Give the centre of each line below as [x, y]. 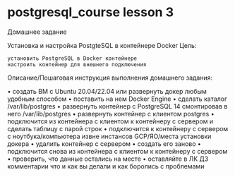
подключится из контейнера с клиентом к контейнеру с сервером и [110, 121]
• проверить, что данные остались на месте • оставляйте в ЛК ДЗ [108, 159]
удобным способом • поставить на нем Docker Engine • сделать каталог [117, 99]
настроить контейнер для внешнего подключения [77, 64]
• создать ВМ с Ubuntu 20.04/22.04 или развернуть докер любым [107, 91]
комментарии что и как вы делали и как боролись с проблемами [106, 166]
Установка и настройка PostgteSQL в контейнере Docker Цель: [102, 45]
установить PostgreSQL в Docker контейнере [72, 58]
